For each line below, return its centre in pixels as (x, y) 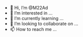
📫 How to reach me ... (33, 29)
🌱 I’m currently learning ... (37, 18)
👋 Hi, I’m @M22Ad (29, 8)
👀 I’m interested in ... (31, 13)
